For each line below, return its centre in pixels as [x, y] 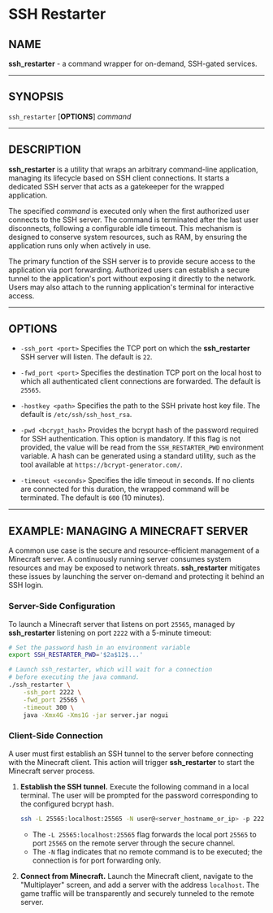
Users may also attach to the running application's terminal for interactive [131, 287]
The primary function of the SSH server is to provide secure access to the [132, 261]
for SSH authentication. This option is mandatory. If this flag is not [130, 439]
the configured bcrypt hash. [67, 804]
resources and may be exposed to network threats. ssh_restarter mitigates [134, 568]
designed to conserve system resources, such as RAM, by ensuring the [128, 237]
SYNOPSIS [36, 97]
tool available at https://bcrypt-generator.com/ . [101, 465]
